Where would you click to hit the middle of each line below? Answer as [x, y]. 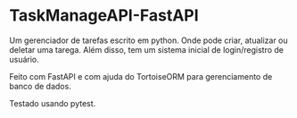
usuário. [25, 59]
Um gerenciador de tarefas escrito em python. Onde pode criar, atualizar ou [148, 40]
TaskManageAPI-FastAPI [104, 16]
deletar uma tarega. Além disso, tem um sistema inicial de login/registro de [146, 49]
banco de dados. [40, 86]
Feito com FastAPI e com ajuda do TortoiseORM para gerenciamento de [141, 76]
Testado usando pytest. [53, 103]
